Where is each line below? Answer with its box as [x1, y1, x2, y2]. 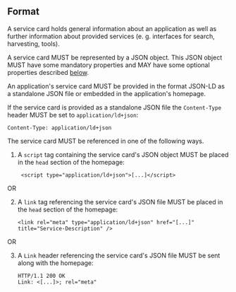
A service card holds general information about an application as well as [7, 24, 217, 33]
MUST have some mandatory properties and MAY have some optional [7, 60, 210, 69]
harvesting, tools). [7, 39, 60, 48]
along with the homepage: [17, 258, 94, 267]
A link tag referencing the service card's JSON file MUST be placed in [17, 197, 223, 206]
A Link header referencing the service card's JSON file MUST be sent [17, 251, 221, 259]
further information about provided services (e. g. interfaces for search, [7, 32, 215, 40]
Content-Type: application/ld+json [7, 124, 112, 132]
